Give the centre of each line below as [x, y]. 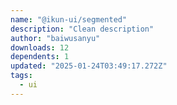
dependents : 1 [40, 57]
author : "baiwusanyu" [55, 38]
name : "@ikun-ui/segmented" [69, 19]
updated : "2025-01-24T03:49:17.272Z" [89, 66]
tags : [21, 76]
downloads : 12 [40, 47]
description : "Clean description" [82, 29]
